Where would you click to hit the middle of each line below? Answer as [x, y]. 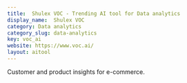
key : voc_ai [24, 39]
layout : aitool [29, 53]
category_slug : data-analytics [52, 33]
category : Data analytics [44, 26]
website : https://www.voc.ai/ [51, 46]
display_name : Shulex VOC [46, 20]
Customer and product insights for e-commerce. [76, 72]
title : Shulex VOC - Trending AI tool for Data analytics [94, 13]
